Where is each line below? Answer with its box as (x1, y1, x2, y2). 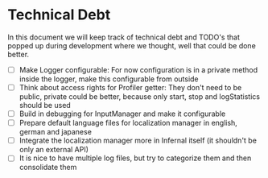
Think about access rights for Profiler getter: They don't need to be (19, 83, 242, 92)
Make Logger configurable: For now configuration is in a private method (19, 64, 258, 74)
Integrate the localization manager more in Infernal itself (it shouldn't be (19, 135, 257, 146)
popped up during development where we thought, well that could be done (7, 40, 257, 50)
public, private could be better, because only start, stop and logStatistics (19, 92, 261, 101)
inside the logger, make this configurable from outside (19, 74, 199, 84)
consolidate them (19, 163, 77, 172)
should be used (19, 101, 72, 110)
